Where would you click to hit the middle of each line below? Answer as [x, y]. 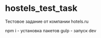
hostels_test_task [41, 8]
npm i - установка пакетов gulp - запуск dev [51, 30]
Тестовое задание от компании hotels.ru [47, 21]
